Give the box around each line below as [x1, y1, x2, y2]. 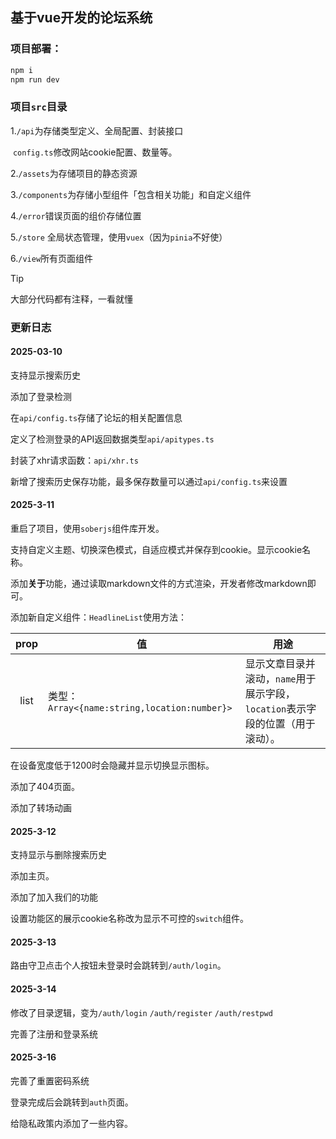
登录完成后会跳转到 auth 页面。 [10, 1096, 134, 1108]
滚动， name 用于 [244, 672, 317, 686]
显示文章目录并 [244, 657, 316, 671]
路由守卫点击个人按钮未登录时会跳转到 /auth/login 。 [10, 959, 227, 972]
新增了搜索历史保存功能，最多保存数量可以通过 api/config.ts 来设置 [10, 475, 288, 487]
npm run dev [10, 74, 60, 85]
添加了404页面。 [10, 781, 80, 793]
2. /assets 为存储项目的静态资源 [10, 167, 138, 179]
